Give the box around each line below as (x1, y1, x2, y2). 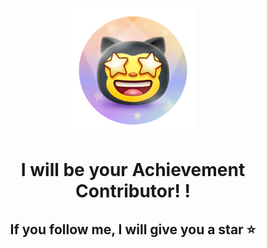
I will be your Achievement (20, 159, 246, 182)
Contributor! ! (75, 180, 191, 203)
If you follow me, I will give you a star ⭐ (9, 221, 257, 238)
